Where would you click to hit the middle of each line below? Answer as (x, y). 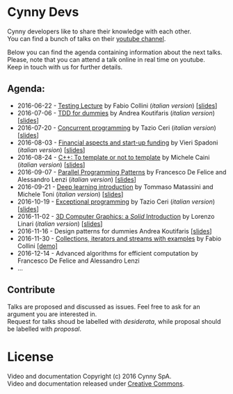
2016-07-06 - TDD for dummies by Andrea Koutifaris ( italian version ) (116, 113)
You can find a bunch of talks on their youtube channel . (87, 38)
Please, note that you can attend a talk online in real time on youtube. (106, 59)
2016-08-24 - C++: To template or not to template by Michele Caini (113, 157)
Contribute (31, 290)
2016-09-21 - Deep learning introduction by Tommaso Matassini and (115, 187)
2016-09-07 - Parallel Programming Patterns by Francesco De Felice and (122, 172)
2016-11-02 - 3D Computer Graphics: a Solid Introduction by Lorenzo (116, 216)
